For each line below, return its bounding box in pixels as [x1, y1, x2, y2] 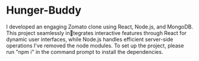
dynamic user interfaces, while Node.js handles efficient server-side [6, 36, 173, 43]
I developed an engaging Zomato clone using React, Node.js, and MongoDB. [6, 23, 193, 30]
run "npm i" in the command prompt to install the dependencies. [6, 48, 163, 55]
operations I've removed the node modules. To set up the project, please [6, 42, 184, 49]
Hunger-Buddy [6, 4, 82, 17]
